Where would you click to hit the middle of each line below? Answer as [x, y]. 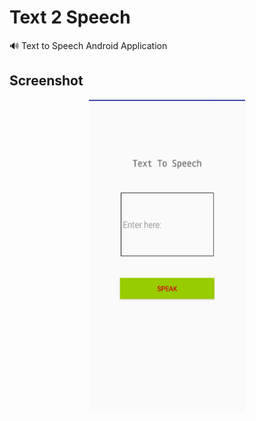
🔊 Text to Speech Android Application [88, 45]
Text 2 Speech [70, 17]
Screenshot [46, 81]
